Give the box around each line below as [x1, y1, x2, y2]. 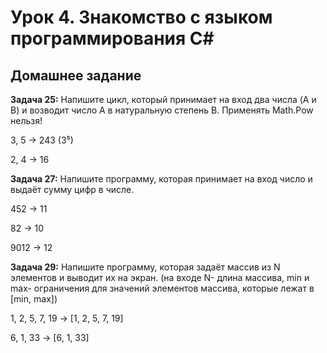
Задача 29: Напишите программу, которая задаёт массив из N [10, 261, 281, 273]
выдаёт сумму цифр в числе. [10, 184, 135, 195]
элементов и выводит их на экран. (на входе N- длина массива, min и [10, 272, 310, 283]
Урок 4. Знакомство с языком [10, 6, 273, 29]
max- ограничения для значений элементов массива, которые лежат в [10, 282, 315, 294]
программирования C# [10, 27, 215, 50]
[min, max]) [10, 293, 58, 305]
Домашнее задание [10, 67, 142, 84]
